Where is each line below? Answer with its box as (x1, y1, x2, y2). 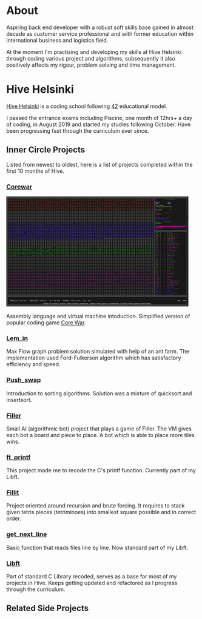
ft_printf (6, 453, 31, 461)
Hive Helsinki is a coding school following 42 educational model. (6, 102, 167, 110)
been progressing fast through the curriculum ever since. (6, 127, 149, 134)
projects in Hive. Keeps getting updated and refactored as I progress (6, 580, 178, 587)
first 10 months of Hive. (6, 167, 65, 175)
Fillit (6, 489, 19, 497)
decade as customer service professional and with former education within (6, 30, 194, 37)
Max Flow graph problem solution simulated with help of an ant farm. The (6, 348, 190, 355)
